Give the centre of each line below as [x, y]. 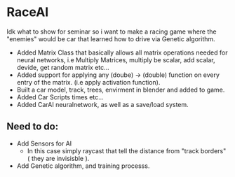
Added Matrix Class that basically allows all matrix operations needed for [122, 52]
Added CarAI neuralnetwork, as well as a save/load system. [102, 104]
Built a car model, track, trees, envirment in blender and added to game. [121, 90]
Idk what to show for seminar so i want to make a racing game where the [112, 31]
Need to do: [33, 127]
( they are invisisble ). [58, 158]
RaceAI [28, 12]
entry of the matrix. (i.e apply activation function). [88, 82]
